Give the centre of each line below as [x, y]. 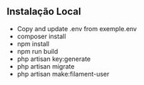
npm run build [37, 51]
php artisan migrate [46, 66]
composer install [41, 36]
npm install [33, 44]
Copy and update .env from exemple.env [77, 28]
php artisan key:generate [54, 59]
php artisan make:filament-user [63, 74]
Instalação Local [44, 12]
